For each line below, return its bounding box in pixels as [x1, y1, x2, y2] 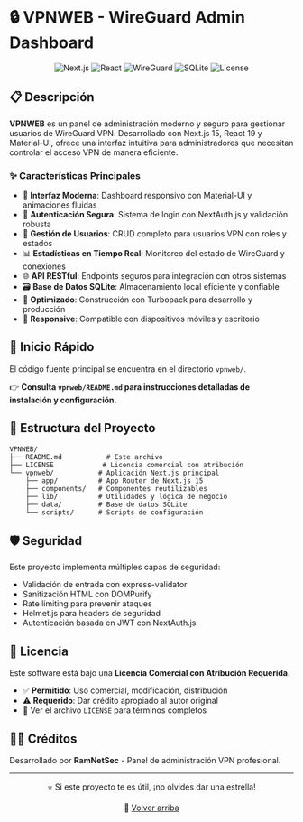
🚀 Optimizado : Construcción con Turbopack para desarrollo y [22, 294, 253, 305]
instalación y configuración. [9, 394, 117, 405]
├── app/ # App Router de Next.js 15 [25, 476, 204, 485]
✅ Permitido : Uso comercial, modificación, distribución [22, 685, 228, 696]
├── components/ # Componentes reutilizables [25, 484, 207, 493]
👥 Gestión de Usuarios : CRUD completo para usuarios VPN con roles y [22, 228, 287, 239]
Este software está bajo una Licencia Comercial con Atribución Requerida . [9, 668, 290, 679]
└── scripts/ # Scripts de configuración [25, 507, 204, 517]
